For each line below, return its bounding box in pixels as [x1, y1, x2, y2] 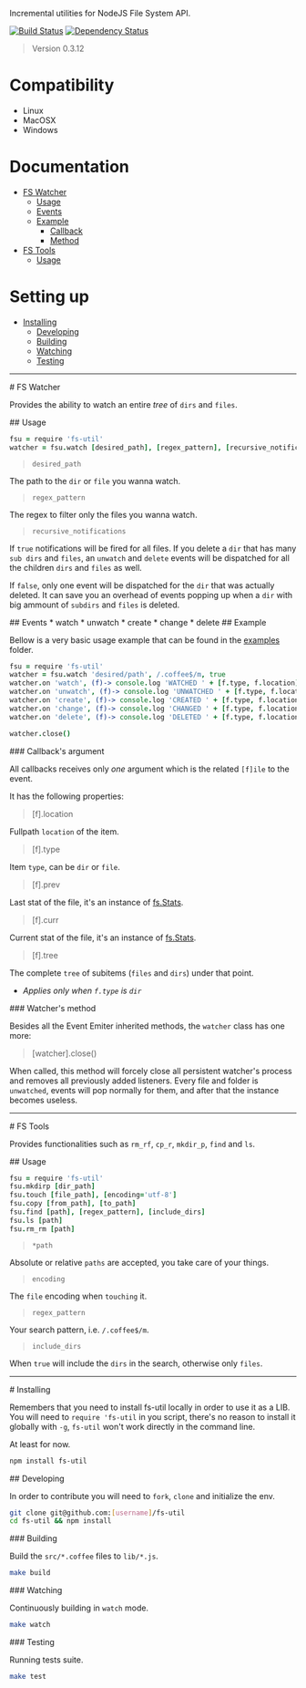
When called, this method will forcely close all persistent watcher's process [9, 1065, 293, 1076]
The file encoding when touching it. [9, 1290, 148, 1301]
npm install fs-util [9, 1456, 88, 1465]
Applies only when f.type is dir [22, 985, 142, 996]
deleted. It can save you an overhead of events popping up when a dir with [9, 589, 293, 600]
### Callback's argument [9, 745, 105, 756]
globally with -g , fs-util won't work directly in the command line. [9, 1421, 256, 1432]
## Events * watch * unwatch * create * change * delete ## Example [9, 616, 267, 627]
